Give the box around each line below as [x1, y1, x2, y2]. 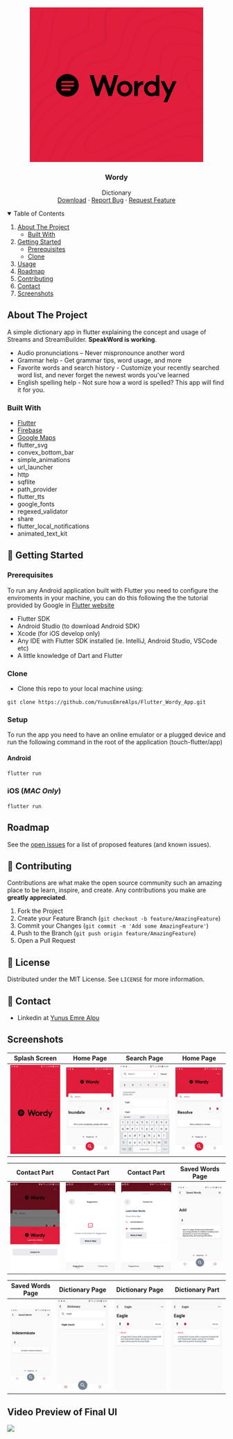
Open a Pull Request [17, 937, 76, 945]
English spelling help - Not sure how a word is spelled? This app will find [17, 378, 224, 386]
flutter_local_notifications [17, 522, 90, 530]
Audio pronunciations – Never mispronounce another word [17, 348, 185, 357]
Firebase [17, 426, 43, 434]
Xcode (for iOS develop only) [17, 629, 101, 637]
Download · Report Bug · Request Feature [58, 195, 175, 204]
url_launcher [17, 463, 53, 471]
